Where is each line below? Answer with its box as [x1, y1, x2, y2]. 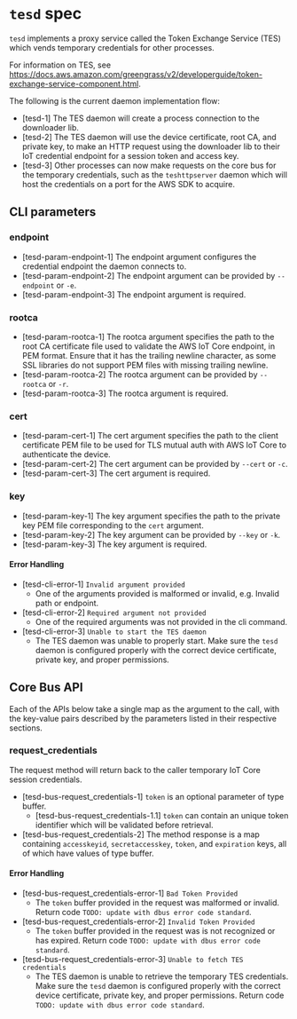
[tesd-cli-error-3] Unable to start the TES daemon [21, 626, 207, 636]
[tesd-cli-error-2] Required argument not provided [21, 607, 207, 618]
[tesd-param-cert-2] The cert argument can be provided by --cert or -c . [21, 459, 288, 470]
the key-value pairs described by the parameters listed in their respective [9, 713, 277, 723]
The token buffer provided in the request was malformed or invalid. [35, 897, 280, 908]
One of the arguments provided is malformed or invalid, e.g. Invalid [35, 588, 280, 598]
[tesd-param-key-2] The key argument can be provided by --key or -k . [21, 529, 281, 540]
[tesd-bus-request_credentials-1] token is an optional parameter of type [21, 791, 285, 802]
